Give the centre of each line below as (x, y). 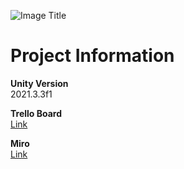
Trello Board (36, 113)
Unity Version (39, 83)
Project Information (92, 56)
